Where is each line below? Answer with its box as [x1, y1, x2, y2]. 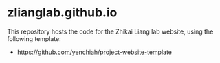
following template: [7, 34, 62, 42]
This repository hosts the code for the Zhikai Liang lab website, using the [7, 27, 214, 36]
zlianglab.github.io [7, 5, 118, 21]
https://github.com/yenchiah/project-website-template [16, 48, 172, 56]
